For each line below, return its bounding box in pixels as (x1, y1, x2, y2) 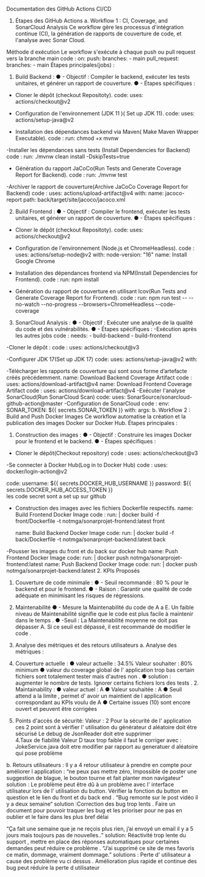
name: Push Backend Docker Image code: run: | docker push (45, 561, 198, 567)
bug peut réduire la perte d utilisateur (6, 864, 100, 871)
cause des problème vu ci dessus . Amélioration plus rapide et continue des (6, 857, 197, 865)
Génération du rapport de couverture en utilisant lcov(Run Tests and (15, 288, 187, 295)
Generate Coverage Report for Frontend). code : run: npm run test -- (15, 294, 187, 301)
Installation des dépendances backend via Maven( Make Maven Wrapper (15, 128, 199, 135)
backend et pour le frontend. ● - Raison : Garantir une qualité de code (15, 586, 192, 592)
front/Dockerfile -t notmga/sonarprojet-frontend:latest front (15, 517, 165, 525)
